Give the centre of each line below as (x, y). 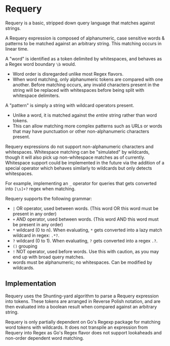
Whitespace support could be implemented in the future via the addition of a (85, 162)
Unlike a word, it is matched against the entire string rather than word (85, 115)
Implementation (31, 284)
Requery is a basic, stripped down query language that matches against (80, 23)
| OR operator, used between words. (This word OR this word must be (86, 208)
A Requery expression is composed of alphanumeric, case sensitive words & (85, 38)
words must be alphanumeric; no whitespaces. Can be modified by (82, 262)
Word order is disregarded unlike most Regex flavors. (68, 74)
